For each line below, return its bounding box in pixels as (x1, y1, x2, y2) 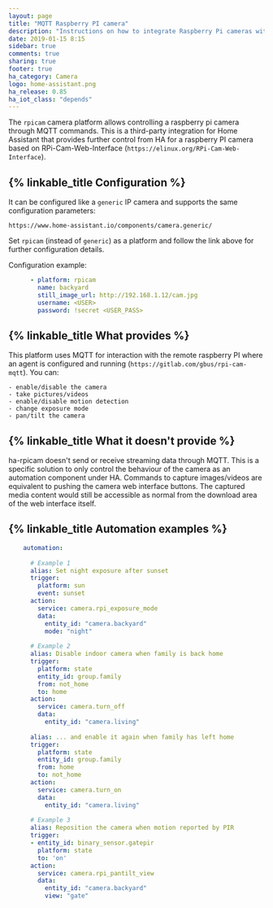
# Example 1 (29, 559, 71, 567)
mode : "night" (44, 627, 93, 635)
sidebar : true (8, 42, 57, 50)
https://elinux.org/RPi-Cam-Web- (127, 145, 240, 153)
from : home (37, 763, 75, 771)
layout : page (8, 11, 53, 20)
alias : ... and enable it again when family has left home (29, 733, 234, 741)
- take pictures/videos (8, 391, 89, 399)
